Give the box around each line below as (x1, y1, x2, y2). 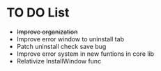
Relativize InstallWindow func (16, 57, 102, 65)
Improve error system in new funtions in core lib (16, 50, 155, 58)
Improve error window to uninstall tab (16, 34, 125, 43)
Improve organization (16, 28, 78, 36)
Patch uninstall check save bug (16, 42, 107, 50)
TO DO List (6, 5, 70, 21)
